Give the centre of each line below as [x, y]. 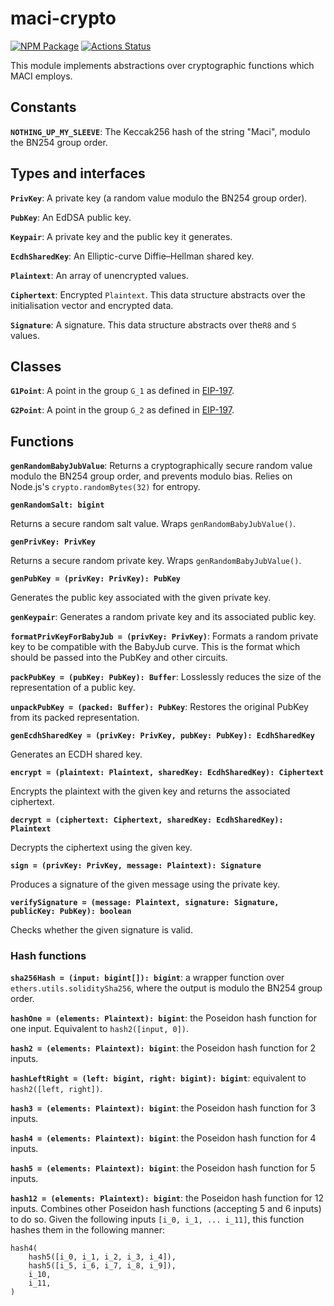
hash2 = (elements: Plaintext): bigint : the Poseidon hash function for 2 [163, 1048]
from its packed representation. [75, 718]
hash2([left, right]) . [56, 1089]
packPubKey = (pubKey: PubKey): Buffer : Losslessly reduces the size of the [166, 677]
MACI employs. [41, 76]
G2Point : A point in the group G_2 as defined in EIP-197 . [122, 410]
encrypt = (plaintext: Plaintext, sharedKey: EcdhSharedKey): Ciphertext [167, 773]
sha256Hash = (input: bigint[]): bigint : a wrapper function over [147, 978]
